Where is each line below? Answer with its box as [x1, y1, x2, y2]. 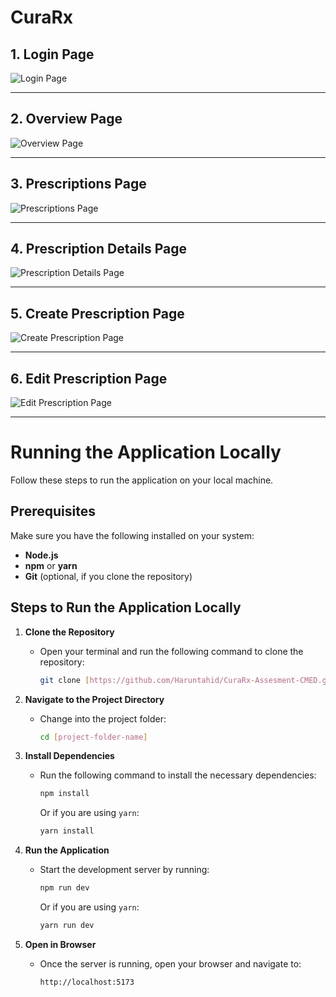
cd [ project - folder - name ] [39, 732, 148, 742]
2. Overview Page [10, 111, 123, 128]
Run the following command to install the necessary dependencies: [39, 769, 317, 781]
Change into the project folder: [39, 712, 167, 725]
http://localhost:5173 [39, 977, 135, 987]
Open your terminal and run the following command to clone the [39, 645, 304, 657]
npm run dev [39, 883, 90, 893]
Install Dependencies [24, 750, 115, 762]
